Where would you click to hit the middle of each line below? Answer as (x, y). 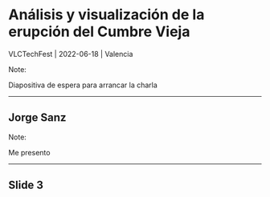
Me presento (29, 152)
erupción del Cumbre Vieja (99, 32)
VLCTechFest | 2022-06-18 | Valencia (71, 54)
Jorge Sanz (37, 118)
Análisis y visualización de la (106, 15)
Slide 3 (26, 185)
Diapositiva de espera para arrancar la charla (83, 85)
